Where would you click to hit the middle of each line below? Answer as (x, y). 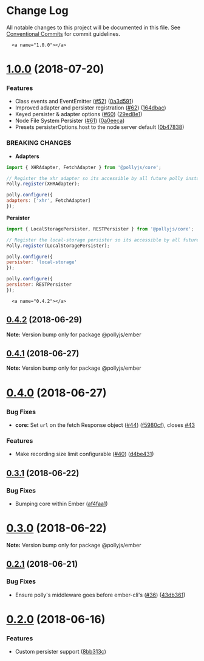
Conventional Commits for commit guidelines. (63, 33)
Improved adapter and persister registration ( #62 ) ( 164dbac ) (90, 108)
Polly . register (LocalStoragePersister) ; (58, 246)
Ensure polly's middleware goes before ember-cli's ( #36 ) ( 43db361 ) (100, 595)
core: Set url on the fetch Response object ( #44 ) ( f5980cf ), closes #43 (105, 425)
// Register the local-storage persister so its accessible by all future (103, 240)
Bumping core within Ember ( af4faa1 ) (61, 504)
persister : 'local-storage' (42, 262)
